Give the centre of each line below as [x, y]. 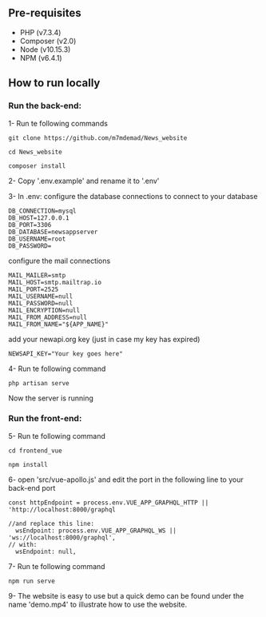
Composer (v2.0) [48, 41]
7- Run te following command [57, 566]
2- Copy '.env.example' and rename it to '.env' [84, 181]
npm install [28, 464]
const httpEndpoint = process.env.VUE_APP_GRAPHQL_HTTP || [109, 503]
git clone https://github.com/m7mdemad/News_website [98, 138]
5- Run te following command [57, 436]
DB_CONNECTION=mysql [43, 211]
